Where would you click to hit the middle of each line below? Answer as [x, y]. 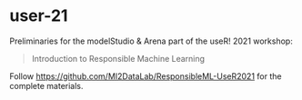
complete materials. [46, 85]
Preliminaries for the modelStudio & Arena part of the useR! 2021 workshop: [151, 41]
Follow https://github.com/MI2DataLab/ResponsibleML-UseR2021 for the [146, 76]
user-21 [39, 16]
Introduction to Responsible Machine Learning [118, 58]
